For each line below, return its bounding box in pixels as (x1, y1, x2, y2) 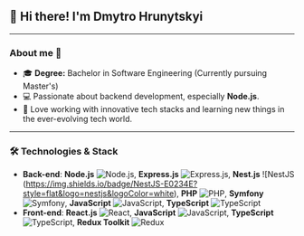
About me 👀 (9, 46, 62, 59)
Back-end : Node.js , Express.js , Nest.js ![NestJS (22, 169, 295, 180)
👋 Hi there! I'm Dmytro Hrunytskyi (9, 9, 204, 24)
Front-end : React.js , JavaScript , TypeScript (22, 207, 274, 218)
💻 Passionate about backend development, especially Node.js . (22, 91, 260, 102)
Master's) (22, 80, 59, 91)
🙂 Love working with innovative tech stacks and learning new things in (22, 104, 285, 115)
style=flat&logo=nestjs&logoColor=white (22, 188, 175, 199)
